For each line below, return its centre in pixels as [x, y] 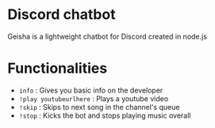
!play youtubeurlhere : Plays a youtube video [94, 98]
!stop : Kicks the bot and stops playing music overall [105, 115]
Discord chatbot [61, 15]
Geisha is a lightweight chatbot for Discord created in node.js [107, 36]
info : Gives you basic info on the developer [91, 90]
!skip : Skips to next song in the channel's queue [99, 107]
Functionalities [58, 68]
